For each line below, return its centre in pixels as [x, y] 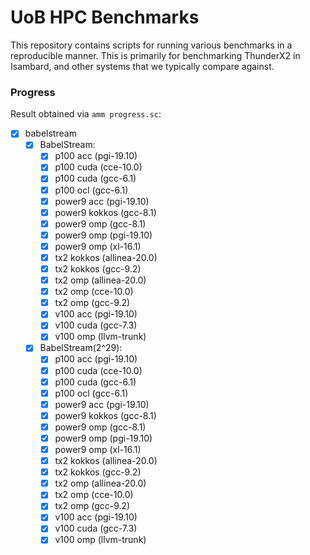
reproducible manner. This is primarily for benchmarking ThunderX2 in [155, 55]
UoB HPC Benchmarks [105, 17]
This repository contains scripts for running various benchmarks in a [151, 45]
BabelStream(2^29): [81, 348]
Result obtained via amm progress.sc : [86, 114]
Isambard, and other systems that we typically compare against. [142, 66]
